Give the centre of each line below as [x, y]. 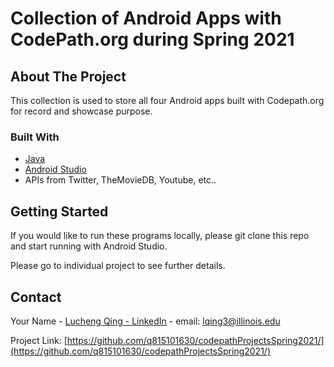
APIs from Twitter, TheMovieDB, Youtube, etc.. [120, 180]
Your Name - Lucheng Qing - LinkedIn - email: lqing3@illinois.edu [145, 321]
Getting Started [59, 211]
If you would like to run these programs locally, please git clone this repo [160, 236]
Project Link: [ [39, 340]
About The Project [68, 76]
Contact [36, 297]
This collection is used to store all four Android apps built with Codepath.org [167, 100]
